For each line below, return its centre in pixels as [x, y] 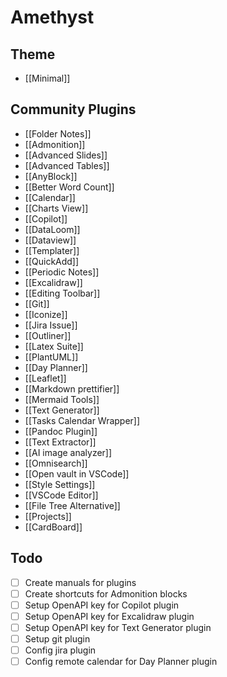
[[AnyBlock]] [51, 176]
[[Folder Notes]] [58, 133]
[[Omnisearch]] [56, 463]
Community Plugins [73, 109]
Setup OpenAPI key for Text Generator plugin [118, 627]
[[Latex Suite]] [54, 346]
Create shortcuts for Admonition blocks [106, 593]
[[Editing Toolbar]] [62, 293]
